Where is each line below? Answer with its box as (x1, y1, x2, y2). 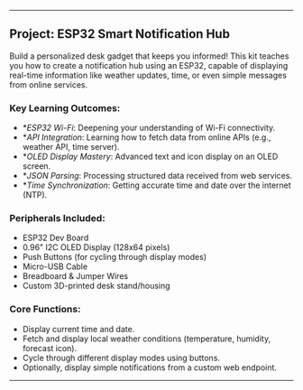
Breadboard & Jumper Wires (22, 271, 129, 282)
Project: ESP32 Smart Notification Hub (9, 26, 230, 42)
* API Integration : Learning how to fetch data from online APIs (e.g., (22, 132, 271, 143)
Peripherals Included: (9, 212, 106, 225)
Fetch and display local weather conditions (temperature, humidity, (22, 333, 271, 344)
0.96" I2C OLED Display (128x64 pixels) (22, 242, 170, 253)
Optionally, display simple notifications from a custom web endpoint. (22, 362, 278, 373)
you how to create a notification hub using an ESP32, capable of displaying (9, 60, 289, 70)
